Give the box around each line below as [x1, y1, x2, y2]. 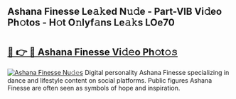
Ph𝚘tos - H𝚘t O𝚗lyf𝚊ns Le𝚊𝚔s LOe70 [7, 17, 176, 29]
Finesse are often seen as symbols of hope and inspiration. [7, 84, 181, 92]
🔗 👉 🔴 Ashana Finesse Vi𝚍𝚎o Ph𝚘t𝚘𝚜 [7, 46, 178, 58]
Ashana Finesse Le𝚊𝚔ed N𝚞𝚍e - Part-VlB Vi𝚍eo [7, 6, 222, 18]
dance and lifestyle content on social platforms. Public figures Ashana [7, 76, 212, 84]
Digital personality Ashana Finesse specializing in [85, 69, 230, 76]
